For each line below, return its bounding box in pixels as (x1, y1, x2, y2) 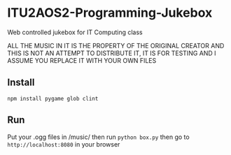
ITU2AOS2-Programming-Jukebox (7, 5, 213, 21)
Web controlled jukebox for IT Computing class (7, 28, 143, 36)
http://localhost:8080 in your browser (7, 140, 120, 148)
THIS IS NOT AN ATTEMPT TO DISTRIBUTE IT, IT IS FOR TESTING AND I (7, 49, 216, 57)
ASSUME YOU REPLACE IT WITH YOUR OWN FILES (7, 56, 157, 64)
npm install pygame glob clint (7, 95, 99, 102)
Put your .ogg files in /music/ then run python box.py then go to (7, 133, 190, 141)
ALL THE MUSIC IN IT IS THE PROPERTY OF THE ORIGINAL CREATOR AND (7, 41, 225, 50)
